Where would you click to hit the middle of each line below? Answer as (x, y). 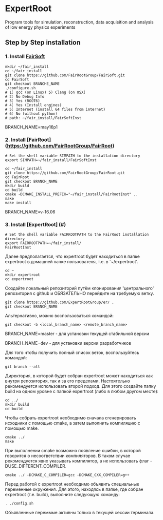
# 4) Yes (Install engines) (34, 105)
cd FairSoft (17, 79)
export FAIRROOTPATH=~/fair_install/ (43, 243)
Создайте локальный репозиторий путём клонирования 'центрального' (80, 288)
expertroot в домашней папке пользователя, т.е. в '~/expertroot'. (72, 262)
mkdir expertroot (23, 275)
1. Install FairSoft (25, 57)
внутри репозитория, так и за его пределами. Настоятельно (68, 381)
